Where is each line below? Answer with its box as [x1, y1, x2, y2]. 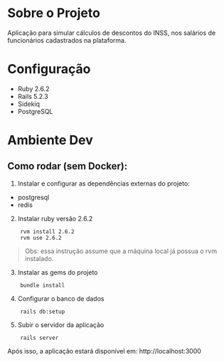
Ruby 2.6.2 [17, 84, 50, 93]
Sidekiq [17, 100, 41, 108]
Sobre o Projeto [7, 5, 101, 21]
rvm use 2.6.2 [20, 234, 62, 241]
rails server [20, 334, 59, 341]
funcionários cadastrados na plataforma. [7, 36, 127, 44]
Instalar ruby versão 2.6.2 [17, 214, 93, 223]
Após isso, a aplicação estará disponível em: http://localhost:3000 [7, 346, 201, 355]
